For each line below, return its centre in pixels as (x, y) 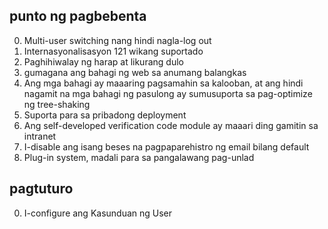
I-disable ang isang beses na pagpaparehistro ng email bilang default (166, 146)
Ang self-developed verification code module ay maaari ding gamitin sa (171, 125)
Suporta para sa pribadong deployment (105, 115)
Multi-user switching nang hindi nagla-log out (117, 40)
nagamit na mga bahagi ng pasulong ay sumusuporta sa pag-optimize (168, 93)
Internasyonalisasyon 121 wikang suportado (113, 51)
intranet (40, 136)
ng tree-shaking (57, 104)
